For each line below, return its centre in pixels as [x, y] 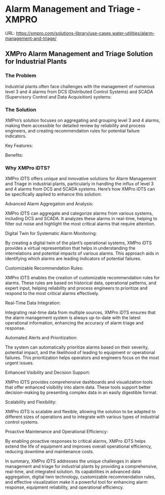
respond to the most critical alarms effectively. [52, 294]
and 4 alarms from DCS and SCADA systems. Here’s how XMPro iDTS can [80, 189]
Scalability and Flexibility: [31, 402]
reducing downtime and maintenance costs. [50, 452]
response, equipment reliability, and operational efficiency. [65, 487]
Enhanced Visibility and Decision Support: [48, 372]
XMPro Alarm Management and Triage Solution [79, 54]
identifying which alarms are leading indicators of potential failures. [73, 259]
